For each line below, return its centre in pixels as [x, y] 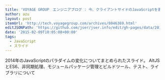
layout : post [18, 19]
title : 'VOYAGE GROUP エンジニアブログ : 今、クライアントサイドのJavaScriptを [82, 10]
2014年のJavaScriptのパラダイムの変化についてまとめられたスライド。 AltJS [82, 60]
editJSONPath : [20, 28]
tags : [11, 37]
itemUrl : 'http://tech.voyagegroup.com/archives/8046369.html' [71, 23]
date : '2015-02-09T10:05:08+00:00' [41, 32]
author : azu [17, 14]
